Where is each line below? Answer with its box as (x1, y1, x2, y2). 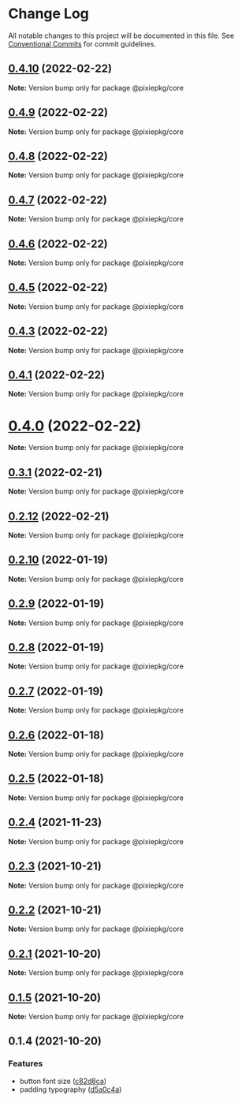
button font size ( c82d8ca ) (19, 1076, 107, 1085)
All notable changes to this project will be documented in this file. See (8, 31, 235, 40)
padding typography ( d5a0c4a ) (19, 1085, 122, 1094)
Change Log (8, 5, 89, 23)
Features (8, 1058, 43, 1069)
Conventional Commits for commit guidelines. (8, 39, 156, 48)
